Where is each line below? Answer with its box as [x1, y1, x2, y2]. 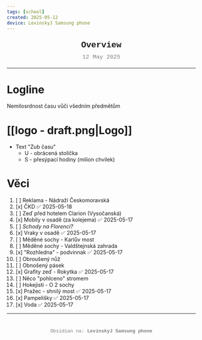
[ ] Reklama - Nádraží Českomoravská [15, 197, 110, 204]
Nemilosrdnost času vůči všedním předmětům [7, 102, 120, 110]
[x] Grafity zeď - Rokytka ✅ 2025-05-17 [15, 268, 114, 275]
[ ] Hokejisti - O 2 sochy [15, 281, 74, 289]
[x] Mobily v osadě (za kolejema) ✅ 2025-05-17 [15, 216, 134, 223]
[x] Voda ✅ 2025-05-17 [15, 301, 74, 308]
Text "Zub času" [15, 143, 56, 150]
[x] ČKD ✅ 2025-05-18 [15, 203, 73, 210]
